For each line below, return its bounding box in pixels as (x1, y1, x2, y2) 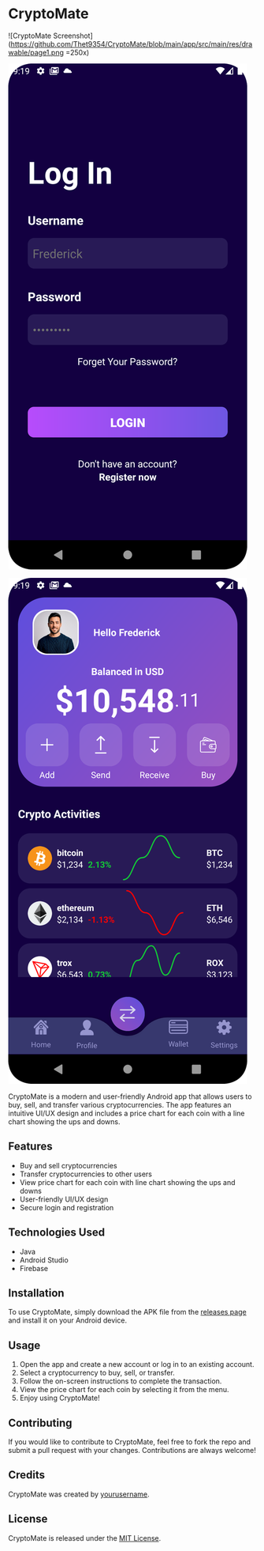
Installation (8, 1286, 65, 1300)
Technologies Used (8, 1226, 105, 1240)
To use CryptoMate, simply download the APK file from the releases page (8, 1308, 247, 1317)
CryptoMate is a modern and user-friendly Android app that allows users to (8, 1092, 252, 1101)
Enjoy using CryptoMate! (19, 1393, 100, 1403)
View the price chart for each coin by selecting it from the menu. (19, 1385, 230, 1394)
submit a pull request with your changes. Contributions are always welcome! (8, 1446, 256, 1455)
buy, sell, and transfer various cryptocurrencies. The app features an (8, 1100, 232, 1109)
